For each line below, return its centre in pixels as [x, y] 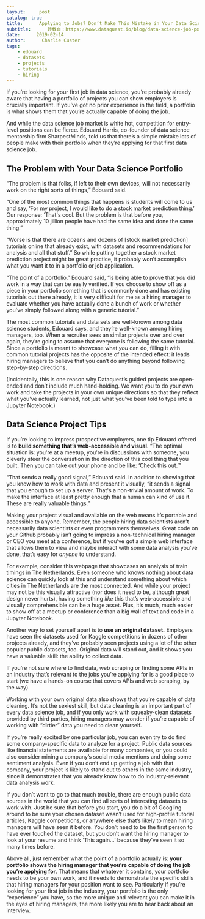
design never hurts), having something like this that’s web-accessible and [99, 598]
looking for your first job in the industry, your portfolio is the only [87, 891]
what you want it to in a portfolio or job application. [70, 266]
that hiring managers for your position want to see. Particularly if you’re [96, 884]
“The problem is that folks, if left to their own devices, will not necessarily [99, 184]
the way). [18, 687]
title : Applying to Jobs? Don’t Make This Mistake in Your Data [97, 23]
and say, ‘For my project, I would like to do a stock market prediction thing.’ [100, 208]
